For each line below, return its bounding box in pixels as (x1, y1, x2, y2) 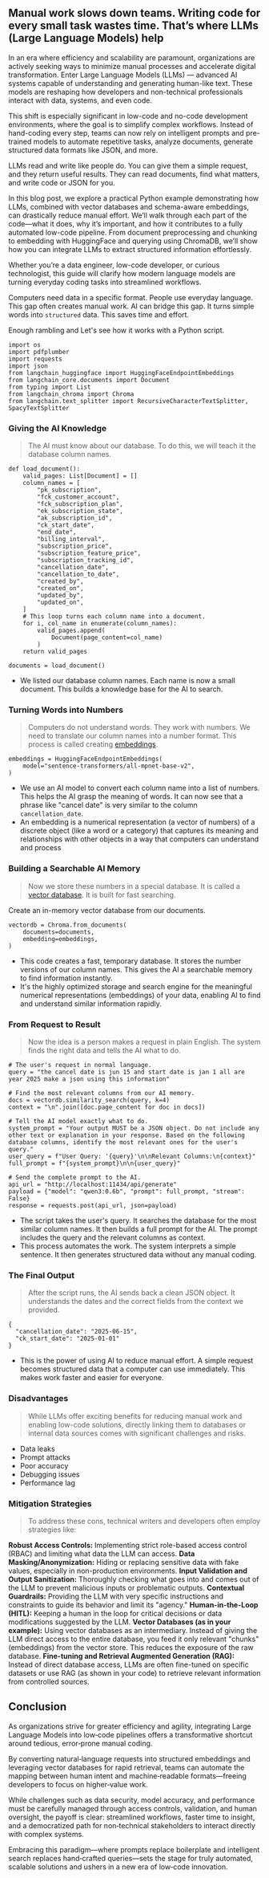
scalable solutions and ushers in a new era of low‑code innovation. (8, 1862, 228, 1872)
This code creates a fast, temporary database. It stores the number (19, 955, 242, 966)
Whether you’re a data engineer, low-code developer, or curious (8, 260, 220, 270)
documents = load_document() (8, 662, 106, 670)
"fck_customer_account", (37, 493, 120, 501)
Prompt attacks (19, 1452, 70, 1462)
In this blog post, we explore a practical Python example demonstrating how (8, 193, 259, 203)
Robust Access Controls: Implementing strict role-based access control (8, 1540, 247, 1550)
